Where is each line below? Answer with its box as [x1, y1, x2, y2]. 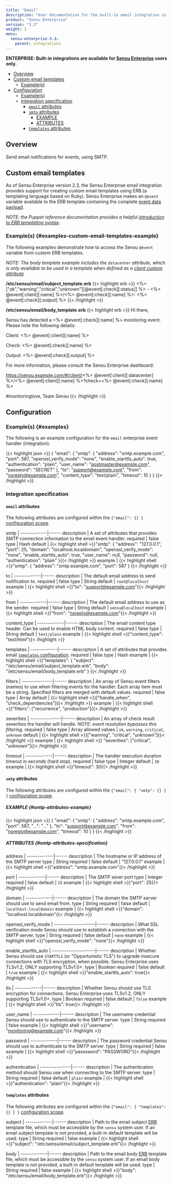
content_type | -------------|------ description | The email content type [6, 620, 156, 626]
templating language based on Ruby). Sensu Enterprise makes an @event [6, 193, 159, 200]
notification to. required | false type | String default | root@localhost [6, 578, 149, 584]
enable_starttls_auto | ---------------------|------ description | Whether [6, 947, 157, 954]
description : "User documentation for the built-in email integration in [6, 12, 167, 17]
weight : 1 [6, 27, 27, 32]
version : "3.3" [6, 22, 38, 27]
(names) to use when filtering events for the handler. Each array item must [6, 684, 163, 690]
